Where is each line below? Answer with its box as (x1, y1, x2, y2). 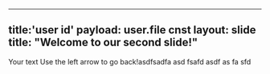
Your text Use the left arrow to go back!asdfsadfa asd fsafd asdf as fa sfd (8, 56, 252, 66)
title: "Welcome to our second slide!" (8, 36, 198, 49)
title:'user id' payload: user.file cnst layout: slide (8, 23, 256, 37)
